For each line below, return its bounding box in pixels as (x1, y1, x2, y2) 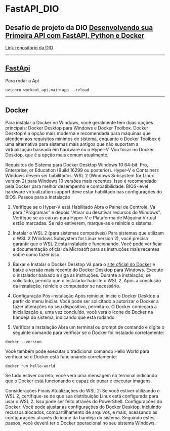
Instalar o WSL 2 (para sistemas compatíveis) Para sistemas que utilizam (12, 229, 164, 236)
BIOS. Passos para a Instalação (5, 194, 70, 200)
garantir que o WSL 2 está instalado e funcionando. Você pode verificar (12, 241, 162, 247)
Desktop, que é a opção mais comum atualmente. (5, 152, 109, 158)
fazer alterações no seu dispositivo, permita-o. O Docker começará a (12, 303, 157, 310)
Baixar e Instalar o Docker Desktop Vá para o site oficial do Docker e (12, 261, 155, 267)
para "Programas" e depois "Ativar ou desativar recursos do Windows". (12, 209, 161, 215)
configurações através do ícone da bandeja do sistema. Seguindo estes (5, 414, 155, 420)
